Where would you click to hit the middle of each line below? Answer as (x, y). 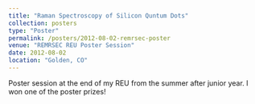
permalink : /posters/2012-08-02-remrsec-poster (90, 38)
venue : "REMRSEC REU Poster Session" (72, 46)
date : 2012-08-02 (37, 53)
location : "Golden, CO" (48, 61)
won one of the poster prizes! (57, 91)
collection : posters (43, 23)
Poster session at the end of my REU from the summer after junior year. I (128, 83)
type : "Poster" (34, 30)
